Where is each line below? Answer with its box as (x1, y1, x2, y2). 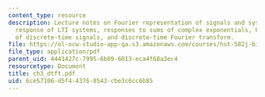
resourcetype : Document (8, 63, 87, 70)
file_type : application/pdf (8, 48, 101, 56)
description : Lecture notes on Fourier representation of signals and (8, 19, 245, 27)
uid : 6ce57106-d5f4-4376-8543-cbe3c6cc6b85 (8, 77, 154, 84)
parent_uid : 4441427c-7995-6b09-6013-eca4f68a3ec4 (8, 56, 178, 63)
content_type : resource (8, 11, 87, 20)
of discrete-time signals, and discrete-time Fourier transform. (15, 33, 235, 41)
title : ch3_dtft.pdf (8, 70, 77, 77)
